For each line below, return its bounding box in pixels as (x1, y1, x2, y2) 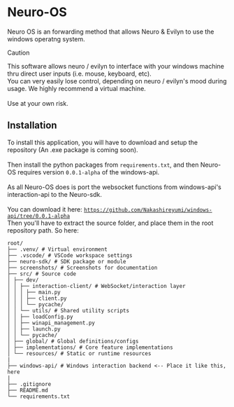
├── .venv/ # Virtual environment (7, 246, 108, 253)
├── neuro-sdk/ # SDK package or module (7, 258, 127, 265)
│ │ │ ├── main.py (7, 289, 61, 296)
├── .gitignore (7, 380, 52, 387)
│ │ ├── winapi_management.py (7, 319, 96, 326)
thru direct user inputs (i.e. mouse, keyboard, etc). (7, 69, 152, 78)
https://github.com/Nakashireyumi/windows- (83, 206, 213, 214)
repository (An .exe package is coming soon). (7, 145, 138, 154)
